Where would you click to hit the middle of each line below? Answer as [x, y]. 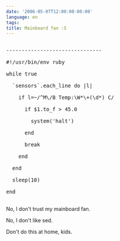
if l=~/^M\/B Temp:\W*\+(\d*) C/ [66, 98]
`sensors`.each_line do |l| [52, 86]
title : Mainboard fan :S [36, 28]
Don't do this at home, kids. [39, 232]
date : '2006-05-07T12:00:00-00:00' [49, 11]
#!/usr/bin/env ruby [36, 62]
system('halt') [52, 121]
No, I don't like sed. [29, 220]
